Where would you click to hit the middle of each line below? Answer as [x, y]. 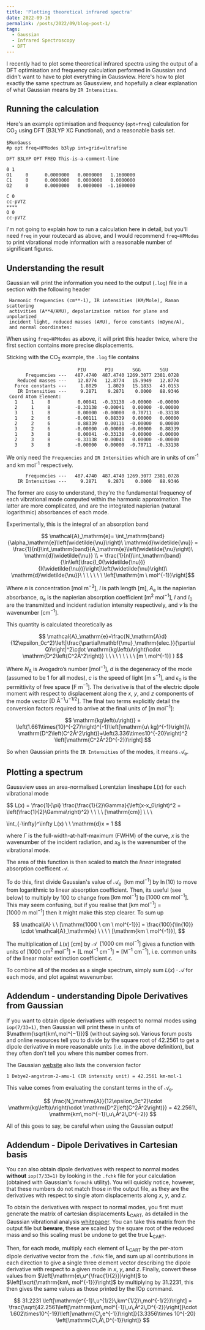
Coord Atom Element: [35, 397]
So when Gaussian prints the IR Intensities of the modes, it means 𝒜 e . [98, 752]
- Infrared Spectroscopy [43, 40]
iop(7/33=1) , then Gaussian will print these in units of [73, 1027]
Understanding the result [55, 268]
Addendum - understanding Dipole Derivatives [97, 996]
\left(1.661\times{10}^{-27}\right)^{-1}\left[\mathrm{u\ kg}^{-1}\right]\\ [103, 726]
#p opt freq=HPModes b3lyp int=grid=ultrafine [67, 148]
